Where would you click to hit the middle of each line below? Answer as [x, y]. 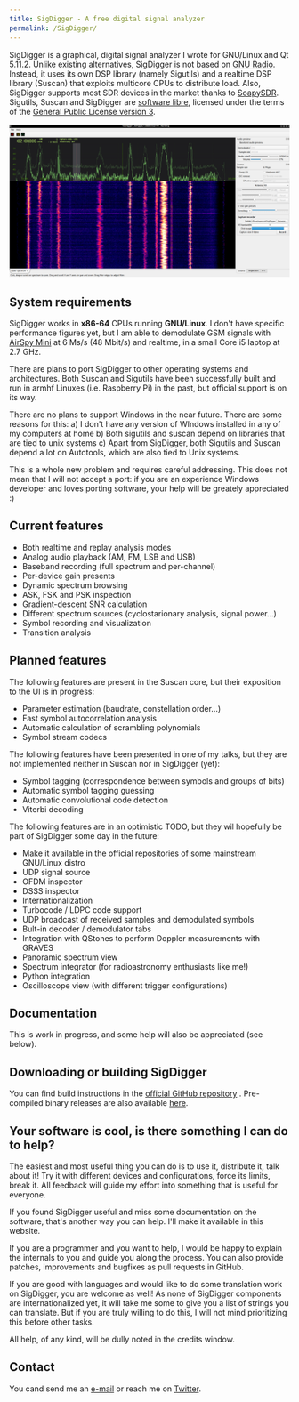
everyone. [28, 1195]
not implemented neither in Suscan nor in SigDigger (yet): [115, 763]
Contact [32, 1367]
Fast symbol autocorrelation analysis [89, 718]
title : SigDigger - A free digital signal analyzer [107, 19]
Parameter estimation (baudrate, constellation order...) [121, 708]
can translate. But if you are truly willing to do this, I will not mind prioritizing [148, 1313]
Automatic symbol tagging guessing [88, 790]
